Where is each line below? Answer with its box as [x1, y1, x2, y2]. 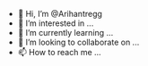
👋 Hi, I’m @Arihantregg [17, 9, 103, 19]
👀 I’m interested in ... [17, 18, 94, 29]
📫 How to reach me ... [17, 47, 101, 57]
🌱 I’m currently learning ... [17, 28, 114, 37]
